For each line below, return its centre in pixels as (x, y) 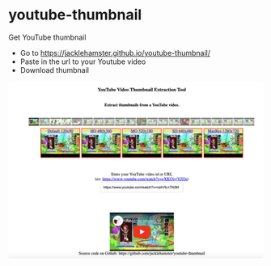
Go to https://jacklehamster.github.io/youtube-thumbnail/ (115, 53)
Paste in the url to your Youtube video (83, 61)
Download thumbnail (54, 70)
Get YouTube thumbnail (47, 37)
